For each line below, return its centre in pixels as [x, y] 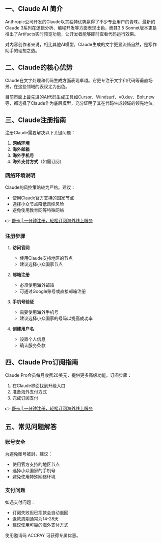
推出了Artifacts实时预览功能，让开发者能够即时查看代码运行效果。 [72, 34]
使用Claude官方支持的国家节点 [43, 198]
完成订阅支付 [25, 398]
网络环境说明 [20, 176]
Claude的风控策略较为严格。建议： [40, 187]
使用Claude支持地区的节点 [46, 258]
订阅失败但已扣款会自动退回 [40, 513]
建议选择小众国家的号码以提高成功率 [56, 318]
